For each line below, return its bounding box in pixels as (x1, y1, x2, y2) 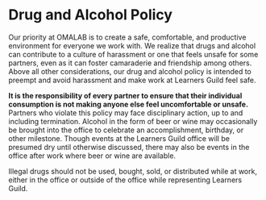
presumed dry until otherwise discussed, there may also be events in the (8, 142, 250, 152)
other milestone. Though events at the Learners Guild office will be (8, 133, 230, 143)
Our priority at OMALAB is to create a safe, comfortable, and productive (8, 32, 247, 42)
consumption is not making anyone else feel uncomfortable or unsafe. (8, 99, 248, 109)
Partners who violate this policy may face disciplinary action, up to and (8, 107, 243, 118)
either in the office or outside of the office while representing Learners (8, 175, 243, 185)
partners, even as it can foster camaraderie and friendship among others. (8, 58, 252, 68)
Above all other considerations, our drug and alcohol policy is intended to (8, 66, 251, 76)
